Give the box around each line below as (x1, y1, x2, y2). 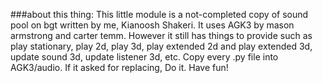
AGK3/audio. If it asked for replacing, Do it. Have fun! (10, 62, 229, 73)
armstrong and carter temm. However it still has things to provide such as (10, 30, 313, 41)
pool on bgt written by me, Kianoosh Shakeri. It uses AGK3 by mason (10, 19, 295, 31)
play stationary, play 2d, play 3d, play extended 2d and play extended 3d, (10, 40, 313, 52)
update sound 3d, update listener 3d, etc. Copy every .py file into (10, 51, 279, 63)
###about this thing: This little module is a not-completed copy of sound (10, 9, 309, 20)
